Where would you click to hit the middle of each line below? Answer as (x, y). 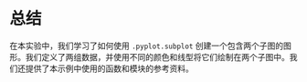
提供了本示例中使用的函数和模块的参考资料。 (109, 68)
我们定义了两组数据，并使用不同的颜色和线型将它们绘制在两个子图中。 (157, 56)
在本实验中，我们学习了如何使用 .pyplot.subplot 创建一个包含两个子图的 (147, 46)
